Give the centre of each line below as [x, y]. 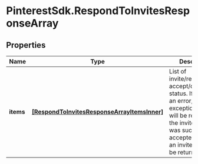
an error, [181, 101]
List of [178, 71]
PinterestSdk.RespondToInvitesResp [98, 11]
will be [178, 116]
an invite [181, 145]
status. [178, 93]
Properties [26, 45]
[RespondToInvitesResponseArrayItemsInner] [98, 112]
